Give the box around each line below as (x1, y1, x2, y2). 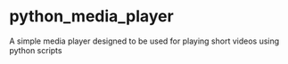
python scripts (9, 44, 62, 55)
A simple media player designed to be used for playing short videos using (9, 36, 280, 46)
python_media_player (9, 6, 174, 27)
